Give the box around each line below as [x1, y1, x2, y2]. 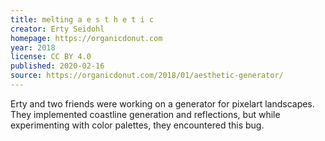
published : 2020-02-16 [10, 61, 105, 71]
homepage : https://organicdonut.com [10, 33, 163, 43]
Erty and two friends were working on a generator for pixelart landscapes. [10, 97, 315, 110]
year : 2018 [10, 42, 56, 53]
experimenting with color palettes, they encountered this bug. [10, 119, 265, 131]
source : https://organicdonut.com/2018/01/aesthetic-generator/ [10, 71, 284, 81]
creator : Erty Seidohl [10, 24, 105, 34]
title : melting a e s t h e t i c [10, 14, 155, 25]
